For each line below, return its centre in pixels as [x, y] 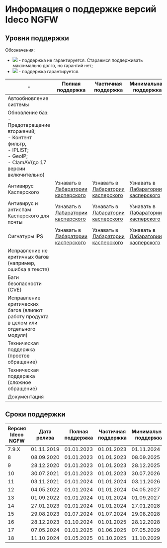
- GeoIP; [18, 156]
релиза [45, 438]
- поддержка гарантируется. [49, 71]
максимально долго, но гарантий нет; [52, 65]
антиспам [19, 210]
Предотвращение [29, 125]
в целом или [23, 323]
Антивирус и [23, 203]
